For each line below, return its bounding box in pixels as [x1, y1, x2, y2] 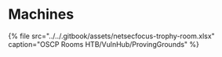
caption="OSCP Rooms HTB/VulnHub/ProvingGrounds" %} [8, 39, 200, 48]
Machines [8, 5, 75, 23]
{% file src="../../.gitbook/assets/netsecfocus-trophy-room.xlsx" [8, 31, 216, 41]
